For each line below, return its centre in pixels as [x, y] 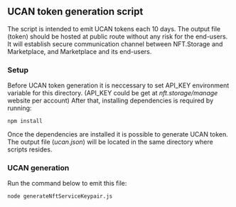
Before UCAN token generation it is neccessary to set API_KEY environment [118, 85]
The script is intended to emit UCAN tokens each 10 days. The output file [114, 28]
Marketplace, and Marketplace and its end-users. [80, 51]
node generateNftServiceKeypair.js [60, 196]
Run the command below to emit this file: [67, 184]
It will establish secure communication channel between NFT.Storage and [115, 44]
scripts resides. [30, 149]
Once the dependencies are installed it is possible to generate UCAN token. [118, 134]
